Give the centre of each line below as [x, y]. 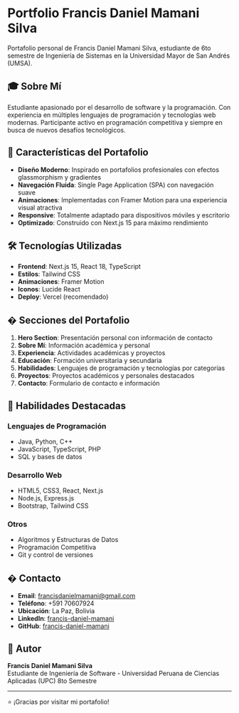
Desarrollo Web [35, 475]
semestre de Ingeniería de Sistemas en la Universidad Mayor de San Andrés [119, 56]
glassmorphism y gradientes [59, 177]
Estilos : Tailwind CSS [49, 274]
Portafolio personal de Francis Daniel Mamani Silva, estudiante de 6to [109, 48]
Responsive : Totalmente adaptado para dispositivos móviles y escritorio [123, 215]
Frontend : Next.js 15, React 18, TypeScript [79, 267]
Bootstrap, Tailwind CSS [53, 506]
